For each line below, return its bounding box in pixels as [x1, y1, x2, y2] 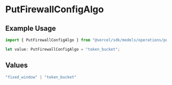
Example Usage [5, 24, 56, 33]
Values [5, 61, 28, 70]
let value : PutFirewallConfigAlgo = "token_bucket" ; [5, 47, 120, 52]
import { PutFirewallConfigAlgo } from [5, 37, 91, 42]
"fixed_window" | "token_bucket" [5, 74, 77, 80]
